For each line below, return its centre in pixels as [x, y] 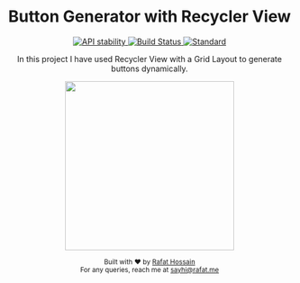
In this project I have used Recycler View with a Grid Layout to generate [150, 59]
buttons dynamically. [150, 68]
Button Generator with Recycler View [150, 17]
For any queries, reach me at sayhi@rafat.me [150, 269]
